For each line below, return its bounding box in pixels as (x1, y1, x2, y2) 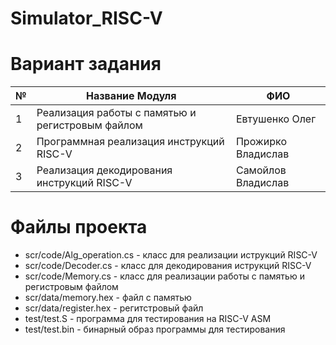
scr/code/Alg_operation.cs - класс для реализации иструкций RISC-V (24, 249, 318, 261)
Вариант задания (10, 53, 162, 76)
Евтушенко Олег (235, 112, 317, 126)
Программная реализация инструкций (36, 135, 225, 149)
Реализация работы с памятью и (36, 106, 197, 120)
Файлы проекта (10, 216, 148, 239)
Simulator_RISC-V (10, 7, 163, 30)
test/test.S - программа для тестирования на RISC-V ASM (24, 313, 272, 325)
